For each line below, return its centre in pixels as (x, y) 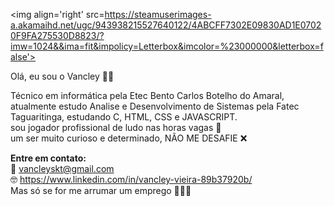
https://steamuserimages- (158, 14)
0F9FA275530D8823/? (57, 35)
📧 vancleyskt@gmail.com (62, 168)
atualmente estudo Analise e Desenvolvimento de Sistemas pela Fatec (155, 106)
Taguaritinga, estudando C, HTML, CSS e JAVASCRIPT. (124, 117)
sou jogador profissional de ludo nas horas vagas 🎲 (116, 127)
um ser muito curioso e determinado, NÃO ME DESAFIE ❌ (129, 138)
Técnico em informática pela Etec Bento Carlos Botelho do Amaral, (147, 95)
